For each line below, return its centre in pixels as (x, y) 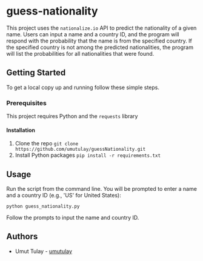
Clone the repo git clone (47, 144)
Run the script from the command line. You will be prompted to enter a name (101, 189)
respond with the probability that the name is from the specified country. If (99, 41)
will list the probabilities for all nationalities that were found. (80, 53)
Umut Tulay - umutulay (44, 251)
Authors (22, 236)
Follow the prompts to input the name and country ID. (73, 218)
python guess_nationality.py (43, 206)
